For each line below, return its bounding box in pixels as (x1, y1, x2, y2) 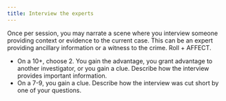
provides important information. (17, 71, 107, 80)
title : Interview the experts (7, 10, 94, 17)
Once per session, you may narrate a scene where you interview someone (7, 29, 218, 37)
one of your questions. (17, 86, 82, 94)
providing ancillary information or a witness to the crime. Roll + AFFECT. (7, 43, 212, 52)
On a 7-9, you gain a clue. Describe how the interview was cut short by (17, 78, 219, 87)
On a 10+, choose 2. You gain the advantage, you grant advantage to (17, 56, 213, 65)
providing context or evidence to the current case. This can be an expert (7, 36, 214, 45)
